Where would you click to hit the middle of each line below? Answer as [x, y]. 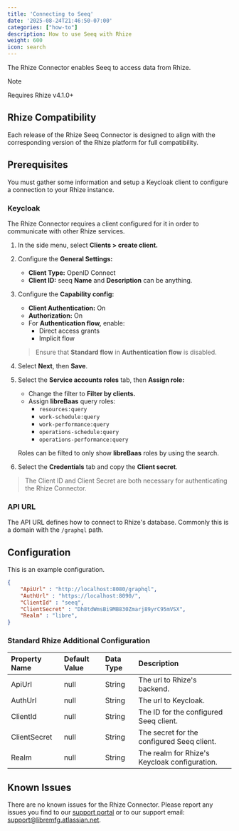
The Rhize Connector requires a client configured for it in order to [103, 223]
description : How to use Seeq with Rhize [70, 34]
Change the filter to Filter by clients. [82, 393]
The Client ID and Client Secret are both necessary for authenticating [126, 480]
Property [26, 659]
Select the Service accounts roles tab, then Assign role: [101, 380]
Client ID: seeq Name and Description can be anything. [110, 280]
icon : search [27, 47]
